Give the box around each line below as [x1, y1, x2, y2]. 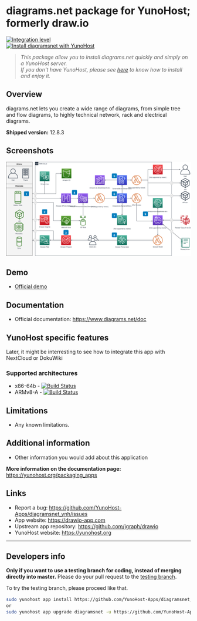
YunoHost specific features [6, 333, 109, 343]
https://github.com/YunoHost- [49, 504, 122, 511]
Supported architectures [6, 369, 78, 377]
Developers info [6, 552, 66, 562]
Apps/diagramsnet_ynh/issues [14, 510, 88, 517]
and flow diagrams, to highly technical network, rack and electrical [6, 111, 167, 118]
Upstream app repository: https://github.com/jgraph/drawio [14, 522, 159, 529]
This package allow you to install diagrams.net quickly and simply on [20, 53, 188, 60]
